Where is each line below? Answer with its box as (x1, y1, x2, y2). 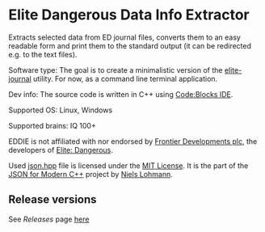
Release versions (8, 192, 97, 207)
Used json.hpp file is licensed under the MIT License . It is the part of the (8, 160, 249, 171)
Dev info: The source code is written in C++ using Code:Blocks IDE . (8, 89, 233, 99)
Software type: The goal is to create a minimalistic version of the (8, 65, 223, 74)
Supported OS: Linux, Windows (8, 105, 113, 115)
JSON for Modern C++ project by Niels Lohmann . (8, 169, 174, 179)
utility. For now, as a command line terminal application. (33, 74, 218, 83)
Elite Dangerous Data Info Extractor (8, 6, 250, 24)
